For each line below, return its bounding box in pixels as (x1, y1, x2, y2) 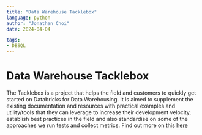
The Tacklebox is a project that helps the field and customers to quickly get (6, 89, 196, 97)
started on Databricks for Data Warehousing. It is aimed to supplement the (6, 95, 194, 103)
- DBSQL (6, 43, 26, 49)
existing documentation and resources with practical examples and (6, 102, 176, 109)
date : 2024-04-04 (6, 26, 51, 32)
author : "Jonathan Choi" (6, 20, 70, 26)
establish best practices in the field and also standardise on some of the (6, 115, 189, 122)
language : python (6, 15, 51, 21)
